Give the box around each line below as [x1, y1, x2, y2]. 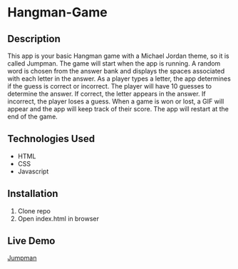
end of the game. [7, 112, 58, 121]
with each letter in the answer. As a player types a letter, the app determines [7, 74, 232, 83]
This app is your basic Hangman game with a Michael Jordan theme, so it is [7, 51, 229, 60]
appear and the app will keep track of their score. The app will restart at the [7, 105, 229, 113]
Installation [7, 188, 58, 200]
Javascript [17, 167, 49, 176]
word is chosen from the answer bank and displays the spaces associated [7, 67, 225, 75]
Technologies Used [7, 133, 95, 145]
